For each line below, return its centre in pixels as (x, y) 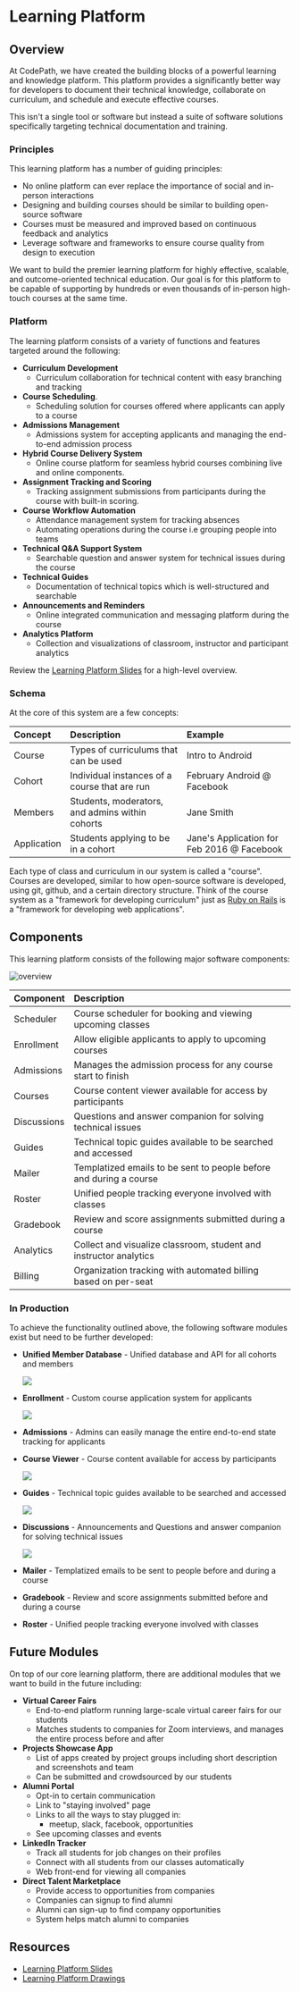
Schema (28, 693)
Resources (40, 1947)
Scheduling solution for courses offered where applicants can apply (160, 406)
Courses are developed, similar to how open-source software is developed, (148, 880)
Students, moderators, (117, 801)
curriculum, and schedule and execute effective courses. (114, 99)
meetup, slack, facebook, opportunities (121, 1824)
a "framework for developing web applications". (97, 909)
